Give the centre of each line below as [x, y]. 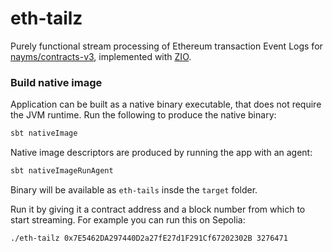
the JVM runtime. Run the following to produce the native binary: [143, 115]
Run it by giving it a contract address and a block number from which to [158, 209]
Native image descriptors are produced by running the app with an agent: [161, 153]
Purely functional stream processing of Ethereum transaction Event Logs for [166, 46]
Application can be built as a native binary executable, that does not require [166, 104]
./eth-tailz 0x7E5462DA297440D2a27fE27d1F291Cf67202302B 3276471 [149, 238]
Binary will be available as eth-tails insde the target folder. [134, 189]
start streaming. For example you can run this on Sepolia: [128, 219]
